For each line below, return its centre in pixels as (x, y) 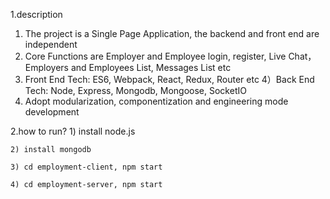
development (52, 112)
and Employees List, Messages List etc (151, 67)
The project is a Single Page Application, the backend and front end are (172, 33)
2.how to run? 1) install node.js (73, 131)
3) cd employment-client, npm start (86, 167)
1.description (36, 14)
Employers (46, 67)
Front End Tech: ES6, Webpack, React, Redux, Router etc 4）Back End (169, 79)
